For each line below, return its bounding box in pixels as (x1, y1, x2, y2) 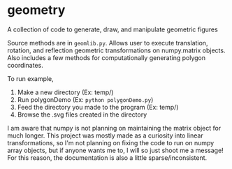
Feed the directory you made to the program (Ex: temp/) (17, 103, 179, 111)
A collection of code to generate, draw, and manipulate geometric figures (7, 25, 218, 34)
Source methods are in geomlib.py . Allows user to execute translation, (7, 38, 208, 47)
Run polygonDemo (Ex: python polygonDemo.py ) (17, 95, 154, 103)
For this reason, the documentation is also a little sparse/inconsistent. (7, 153, 208, 162)
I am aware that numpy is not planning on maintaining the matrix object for (7, 124, 222, 132)
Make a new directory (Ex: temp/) (17, 88, 114, 96)
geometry (7, 2, 66, 18)
